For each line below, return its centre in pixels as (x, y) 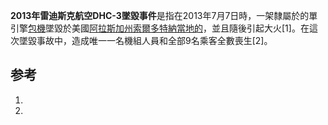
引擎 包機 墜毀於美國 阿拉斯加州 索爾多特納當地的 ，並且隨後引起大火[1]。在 (160, 28)
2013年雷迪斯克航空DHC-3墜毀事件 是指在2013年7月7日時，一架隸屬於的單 (164, 15)
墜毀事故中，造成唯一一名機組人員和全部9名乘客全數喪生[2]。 (145, 40)
